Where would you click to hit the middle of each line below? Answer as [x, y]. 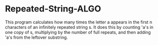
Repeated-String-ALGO [53, 9]
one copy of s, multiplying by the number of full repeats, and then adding [78, 32]
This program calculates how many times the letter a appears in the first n [79, 22]
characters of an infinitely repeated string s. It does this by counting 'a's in [79, 27]
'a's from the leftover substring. [37, 37]
